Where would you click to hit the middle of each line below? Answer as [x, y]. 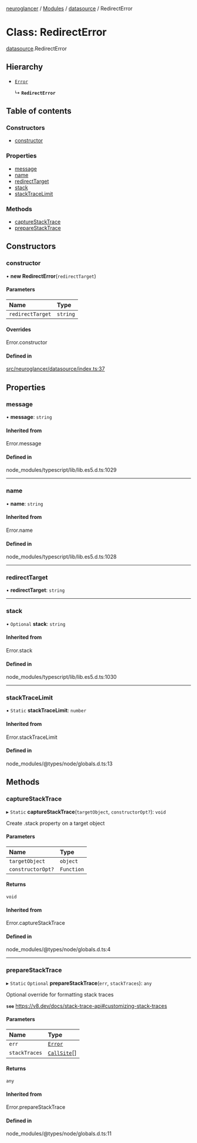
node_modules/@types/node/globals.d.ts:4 [58, 949]
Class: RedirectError [56, 32]
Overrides [18, 329]
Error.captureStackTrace [36, 923]
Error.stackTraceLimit [32, 737]
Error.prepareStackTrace [36, 1107]
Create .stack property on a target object [55, 823]
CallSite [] [62, 1052]
